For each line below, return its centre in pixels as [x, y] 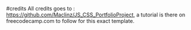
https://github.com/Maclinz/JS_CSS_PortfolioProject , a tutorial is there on [96, 15]
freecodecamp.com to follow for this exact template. [71, 21]
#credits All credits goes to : [41, 9]
